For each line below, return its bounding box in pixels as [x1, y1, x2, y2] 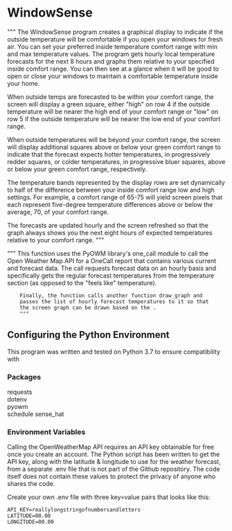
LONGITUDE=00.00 [7, 519, 54, 525]
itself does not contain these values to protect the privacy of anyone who [7, 472, 216, 480]
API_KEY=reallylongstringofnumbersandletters [7, 507, 141, 514]
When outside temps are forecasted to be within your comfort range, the [7, 92, 214, 101]
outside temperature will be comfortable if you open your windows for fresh [7, 35, 223, 43]
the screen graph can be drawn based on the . [19, 304, 157, 311]
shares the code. [7, 480, 55, 488]
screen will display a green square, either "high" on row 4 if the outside [7, 100, 211, 108]
